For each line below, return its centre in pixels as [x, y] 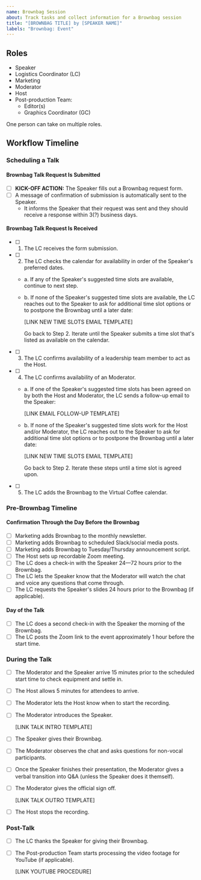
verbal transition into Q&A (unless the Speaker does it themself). [94, 776]
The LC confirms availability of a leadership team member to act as [107, 358]
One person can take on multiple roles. [54, 124]
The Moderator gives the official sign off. [65, 788]
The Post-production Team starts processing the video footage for [97, 853]
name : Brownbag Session [36, 12]
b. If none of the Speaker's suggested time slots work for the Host [106, 425]
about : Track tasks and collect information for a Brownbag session [94, 18]
